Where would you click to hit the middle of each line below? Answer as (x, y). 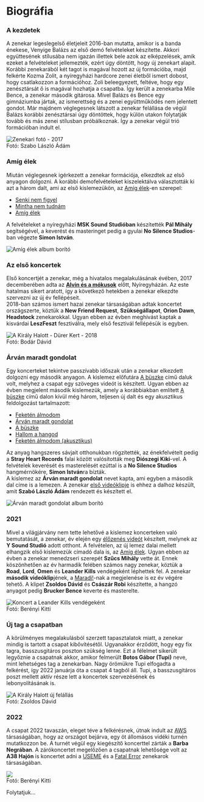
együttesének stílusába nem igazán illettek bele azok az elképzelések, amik (101, 57)
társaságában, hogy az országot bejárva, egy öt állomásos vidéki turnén (97, 737)
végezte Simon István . (46, 237)
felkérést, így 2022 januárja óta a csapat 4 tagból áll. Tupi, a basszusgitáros (101, 670)
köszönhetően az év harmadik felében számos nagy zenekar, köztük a (94, 565)
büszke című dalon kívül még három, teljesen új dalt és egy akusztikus (94, 396)
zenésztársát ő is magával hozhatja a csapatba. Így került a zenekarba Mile (100, 89)
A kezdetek (23, 30)
